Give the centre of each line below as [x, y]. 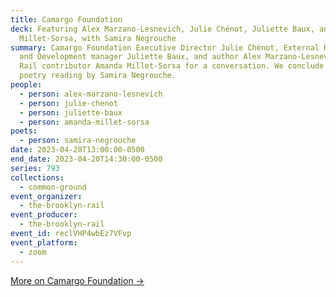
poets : [24, 131]
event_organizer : [46, 196]
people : [26, 85]
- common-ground [53, 187]
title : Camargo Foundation [66, 19]
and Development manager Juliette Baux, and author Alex [140, 57]
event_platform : [44, 242]
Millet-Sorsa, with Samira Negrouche [98, 38]
